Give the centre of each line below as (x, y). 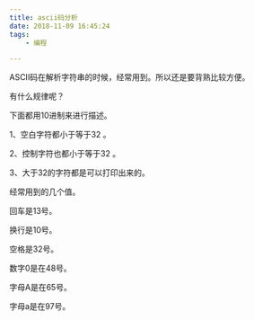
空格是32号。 (34, 249)
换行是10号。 (33, 230)
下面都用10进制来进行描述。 (61, 116)
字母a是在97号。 (40, 307)
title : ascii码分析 (44, 18)
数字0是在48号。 (40, 268)
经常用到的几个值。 (45, 192)
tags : (19, 34)
